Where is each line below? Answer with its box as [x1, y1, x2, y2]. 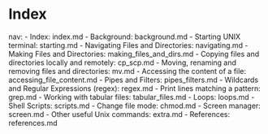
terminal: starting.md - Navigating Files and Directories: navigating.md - [8, 40, 249, 50]
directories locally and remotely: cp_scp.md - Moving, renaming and [8, 58, 237, 67]
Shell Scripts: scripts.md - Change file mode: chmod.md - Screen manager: [8, 101, 262, 110]
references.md [8, 118, 58, 128]
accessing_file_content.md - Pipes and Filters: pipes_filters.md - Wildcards [8, 75, 259, 84]
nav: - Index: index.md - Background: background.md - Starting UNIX [8, 32, 241, 41]
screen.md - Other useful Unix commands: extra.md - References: [8, 109, 231, 119]
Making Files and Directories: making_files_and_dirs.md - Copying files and [8, 49, 260, 58]
